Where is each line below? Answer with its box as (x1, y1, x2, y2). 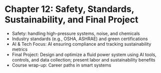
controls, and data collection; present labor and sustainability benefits (11, 57, 156, 63)
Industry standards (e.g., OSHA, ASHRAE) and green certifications (11, 36, 148, 42)
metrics (11, 46, 28, 52)
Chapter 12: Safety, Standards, (4, 3, 134, 15)
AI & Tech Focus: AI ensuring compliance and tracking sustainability (11, 41, 152, 47)
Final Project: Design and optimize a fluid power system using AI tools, (11, 51, 157, 58)
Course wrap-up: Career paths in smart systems (11, 62, 112, 68)
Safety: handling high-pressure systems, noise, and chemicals (11, 30, 140, 36)
